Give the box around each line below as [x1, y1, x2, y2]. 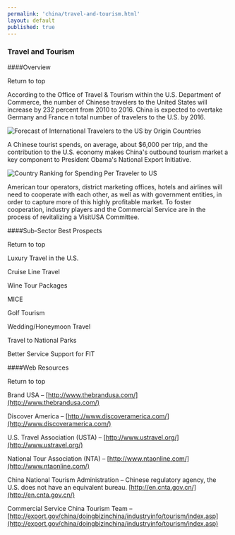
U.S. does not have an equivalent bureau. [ [7, 483, 132, 491]
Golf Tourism [7, 308, 45, 317]
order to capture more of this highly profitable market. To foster [7, 197, 192, 206]
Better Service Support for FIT [7, 349, 95, 358]
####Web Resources [7, 363, 69, 372]
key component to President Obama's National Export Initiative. [7, 155, 192, 163]
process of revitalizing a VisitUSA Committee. [7, 213, 140, 221]
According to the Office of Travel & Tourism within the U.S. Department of [7, 90, 222, 99]
